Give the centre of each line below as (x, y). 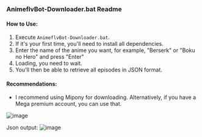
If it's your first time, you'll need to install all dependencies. (89, 44)
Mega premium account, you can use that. (68, 104)
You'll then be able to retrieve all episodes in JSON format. (89, 70)
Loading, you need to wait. (49, 64)
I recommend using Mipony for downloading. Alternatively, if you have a (106, 97)
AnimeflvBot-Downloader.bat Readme (64, 9)
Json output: (22, 128)
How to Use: (22, 24)
